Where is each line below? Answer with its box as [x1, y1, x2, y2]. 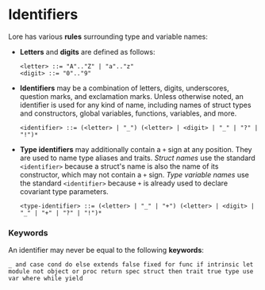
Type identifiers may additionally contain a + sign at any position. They [19, 144, 252, 154]
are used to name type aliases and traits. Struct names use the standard [19, 153, 255, 162]
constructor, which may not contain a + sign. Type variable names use [19, 170, 250, 179]
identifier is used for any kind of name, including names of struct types [19, 100, 252, 109]
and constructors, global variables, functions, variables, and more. [19, 109, 237, 118]
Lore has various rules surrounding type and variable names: [8, 32, 209, 41]
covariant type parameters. [19, 186, 109, 196]
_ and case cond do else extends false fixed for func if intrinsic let [8, 261, 254, 269]
